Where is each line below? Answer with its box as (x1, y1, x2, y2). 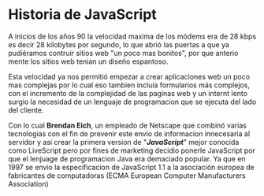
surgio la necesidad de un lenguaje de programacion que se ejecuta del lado (8, 97, 257, 106)
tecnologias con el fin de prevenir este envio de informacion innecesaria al (8, 128, 251, 139)
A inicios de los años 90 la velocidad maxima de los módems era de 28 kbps (8, 31, 257, 41)
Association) (8, 179, 49, 188)
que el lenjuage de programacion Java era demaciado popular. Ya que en (8, 153, 246, 163)
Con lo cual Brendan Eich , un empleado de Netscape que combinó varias (8, 120, 247, 130)
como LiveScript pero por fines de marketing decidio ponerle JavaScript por (8, 146, 256, 155)
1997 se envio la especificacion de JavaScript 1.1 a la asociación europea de (8, 162, 255, 172)
